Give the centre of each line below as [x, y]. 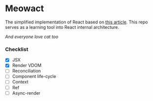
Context [20, 82]
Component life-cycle [34, 77]
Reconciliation [26, 71]
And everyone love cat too [32, 37]
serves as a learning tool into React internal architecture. [62, 27]
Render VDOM [27, 65]
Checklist [17, 49]
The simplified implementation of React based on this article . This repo [76, 22]
